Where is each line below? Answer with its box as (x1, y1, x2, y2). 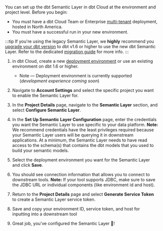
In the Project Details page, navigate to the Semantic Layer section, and (12, 102, 158, 107)
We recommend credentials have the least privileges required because (12, 127, 154, 133)
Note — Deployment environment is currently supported (19, 73, 132, 78)
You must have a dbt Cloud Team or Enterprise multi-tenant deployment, (12, 19, 158, 24)
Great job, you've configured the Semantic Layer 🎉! (12, 221, 115, 226)
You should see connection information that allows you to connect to (12, 172, 150, 177)
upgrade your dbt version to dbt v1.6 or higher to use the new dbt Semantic (5, 44, 156, 49)
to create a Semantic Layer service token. (12, 196, 96, 202)
